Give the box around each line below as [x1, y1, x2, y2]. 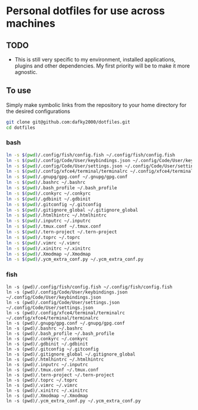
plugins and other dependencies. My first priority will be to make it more [14, 62, 190, 69]
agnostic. [14, 69, 38, 75]
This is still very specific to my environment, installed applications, [14, 56, 176, 63]
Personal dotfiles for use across [6, 4, 165, 18]
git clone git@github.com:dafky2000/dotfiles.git [6, 119, 131, 125]
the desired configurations [6, 108, 71, 115]
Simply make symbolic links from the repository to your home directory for [6, 101, 187, 108]
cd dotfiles [6, 124, 35, 131]
